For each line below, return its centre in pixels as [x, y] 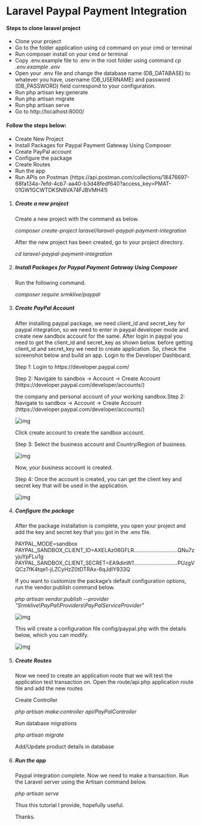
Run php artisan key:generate [51, 93]
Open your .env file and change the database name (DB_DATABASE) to [103, 73]
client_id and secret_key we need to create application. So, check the [100, 349]
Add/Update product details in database [64, 747]
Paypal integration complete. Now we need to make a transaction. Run [102, 776]
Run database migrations [46, 723]
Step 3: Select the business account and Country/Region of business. [101, 444]
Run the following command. [50, 282]
